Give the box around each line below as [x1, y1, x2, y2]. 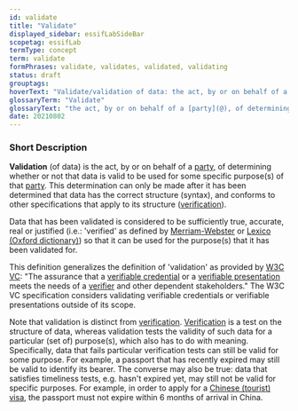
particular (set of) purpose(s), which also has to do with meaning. [9, 336, 249, 346]
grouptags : [9, 79, 50, 88]
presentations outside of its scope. [9, 299, 136, 311]
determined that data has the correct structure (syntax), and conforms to [9, 190, 276, 201]
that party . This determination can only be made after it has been [9, 180, 247, 191]
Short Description [9, 141, 88, 154]
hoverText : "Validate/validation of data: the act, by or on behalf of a [9, 87, 288, 96]
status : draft [9, 71, 62, 80]
